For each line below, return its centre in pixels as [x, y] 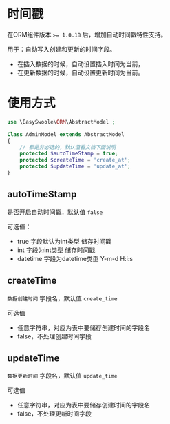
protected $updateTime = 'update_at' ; [75, 166]
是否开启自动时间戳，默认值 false [55, 212]
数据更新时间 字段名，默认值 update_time [62, 376]
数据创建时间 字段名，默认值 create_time [62, 298]
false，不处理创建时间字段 [54, 336]
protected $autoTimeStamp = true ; [69, 154]
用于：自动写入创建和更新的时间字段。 [61, 49]
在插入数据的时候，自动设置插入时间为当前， [81, 64]
